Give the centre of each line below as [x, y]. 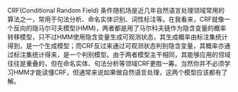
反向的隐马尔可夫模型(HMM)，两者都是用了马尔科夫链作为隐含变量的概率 [120, 28]
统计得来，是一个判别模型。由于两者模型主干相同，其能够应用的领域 [131, 54]
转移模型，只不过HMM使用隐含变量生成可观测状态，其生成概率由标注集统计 [118, 37]
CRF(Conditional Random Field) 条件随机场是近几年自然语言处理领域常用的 [116, 10]
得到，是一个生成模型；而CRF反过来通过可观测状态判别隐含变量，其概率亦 [116, 46]
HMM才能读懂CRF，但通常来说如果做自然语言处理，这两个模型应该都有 [117, 72]
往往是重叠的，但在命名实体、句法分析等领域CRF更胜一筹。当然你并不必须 [116, 63]
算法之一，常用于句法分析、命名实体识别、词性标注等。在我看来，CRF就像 [116, 19]
